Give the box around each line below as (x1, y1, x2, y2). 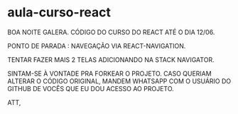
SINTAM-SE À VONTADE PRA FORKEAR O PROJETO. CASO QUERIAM (7, 69, 212, 78)
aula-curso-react (7, 4, 112, 21)
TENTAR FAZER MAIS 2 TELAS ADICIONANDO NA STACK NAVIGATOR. (7, 55, 215, 64)
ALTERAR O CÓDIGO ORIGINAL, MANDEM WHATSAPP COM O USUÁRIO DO (7, 76, 232, 85)
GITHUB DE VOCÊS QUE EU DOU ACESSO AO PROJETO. (7, 84, 174, 93)
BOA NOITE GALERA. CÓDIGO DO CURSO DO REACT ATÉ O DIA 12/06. (7, 28, 215, 36)
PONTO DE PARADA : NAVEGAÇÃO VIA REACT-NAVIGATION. (7, 41, 186, 50)
